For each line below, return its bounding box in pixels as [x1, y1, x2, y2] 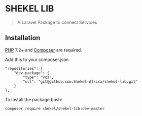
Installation [5, 34, 40, 42]
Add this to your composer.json [5, 57, 69, 62]
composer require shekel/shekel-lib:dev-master [5, 106, 105, 111]
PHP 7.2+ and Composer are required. [5, 47, 82, 53]
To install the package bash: [5, 96, 63, 102]
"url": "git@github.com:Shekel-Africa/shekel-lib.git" [23, 79, 138, 84]
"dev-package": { [14, 70, 50, 75]
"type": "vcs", [23, 75, 54, 80]
